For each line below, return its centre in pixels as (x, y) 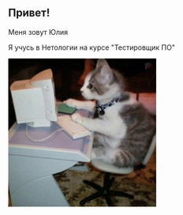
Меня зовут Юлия (38, 32)
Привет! (29, 13)
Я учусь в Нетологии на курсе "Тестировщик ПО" (92, 47)
